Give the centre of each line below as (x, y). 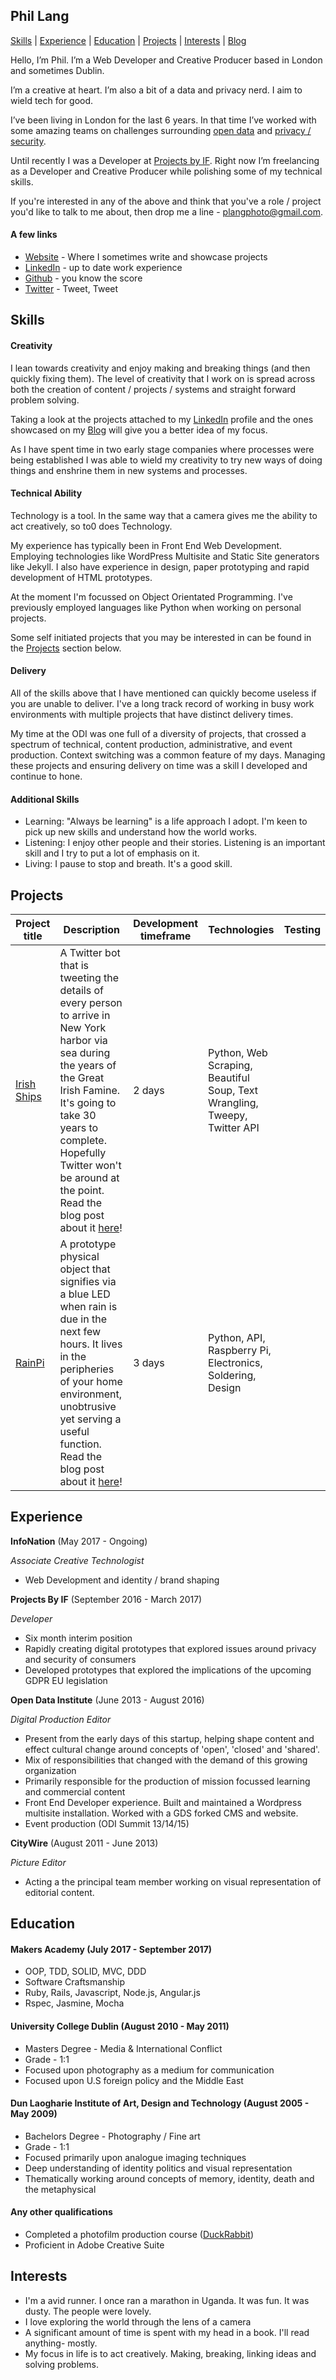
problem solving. (45, 400)
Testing (302, 930)
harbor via (83, 1041)
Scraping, (230, 1066)
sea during (85, 1053)
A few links (34, 235)
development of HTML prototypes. (81, 577)
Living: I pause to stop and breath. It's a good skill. (128, 864)
